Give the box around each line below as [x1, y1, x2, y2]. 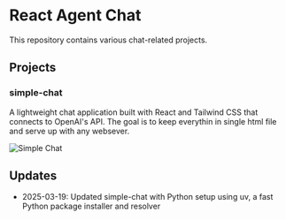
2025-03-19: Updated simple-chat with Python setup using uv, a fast [21, 192, 274, 202]
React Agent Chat [9, 5, 142, 26]
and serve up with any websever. [9, 125, 130, 136]
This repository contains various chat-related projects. [9, 34, 208, 45]
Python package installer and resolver [21, 201, 161, 212]
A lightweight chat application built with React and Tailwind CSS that [9, 107, 259, 118]
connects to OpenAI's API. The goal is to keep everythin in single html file [9, 116, 277, 126]
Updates [9, 169, 58, 184]
